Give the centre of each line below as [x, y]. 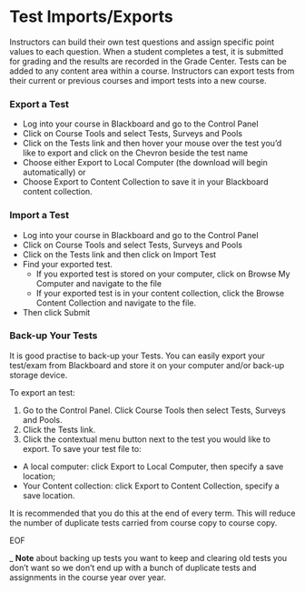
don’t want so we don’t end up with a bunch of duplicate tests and [133, 567]
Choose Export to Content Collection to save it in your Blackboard [145, 182]
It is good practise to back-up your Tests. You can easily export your [138, 356]
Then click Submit [56, 312]
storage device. [39, 375]
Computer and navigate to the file [98, 283]
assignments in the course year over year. [88, 577]
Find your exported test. [68, 264]
